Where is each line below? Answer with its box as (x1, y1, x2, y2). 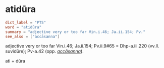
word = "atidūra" (5, 24, 42, 29)
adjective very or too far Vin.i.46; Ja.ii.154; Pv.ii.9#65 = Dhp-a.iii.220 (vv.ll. (5, 43, 159, 49)
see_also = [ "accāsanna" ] (5, 34, 60, 39)
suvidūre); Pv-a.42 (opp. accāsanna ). (5, 48, 84, 54)
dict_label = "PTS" (5, 20, 46, 25)
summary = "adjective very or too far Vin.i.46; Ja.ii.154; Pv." (5, 29, 145, 34)
